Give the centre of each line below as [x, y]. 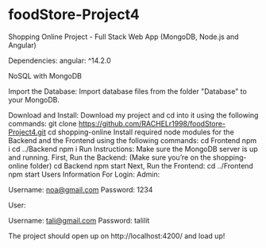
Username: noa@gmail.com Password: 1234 [81, 189]
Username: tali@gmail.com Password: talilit [79, 220]
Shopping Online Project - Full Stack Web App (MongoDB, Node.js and [124, 37]
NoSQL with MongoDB [45, 76]
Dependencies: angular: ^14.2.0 [60, 60]
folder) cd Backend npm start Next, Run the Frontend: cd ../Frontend [142, 165]
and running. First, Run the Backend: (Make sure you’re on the [110, 157]
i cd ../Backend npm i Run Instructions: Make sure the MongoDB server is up [133, 149]
